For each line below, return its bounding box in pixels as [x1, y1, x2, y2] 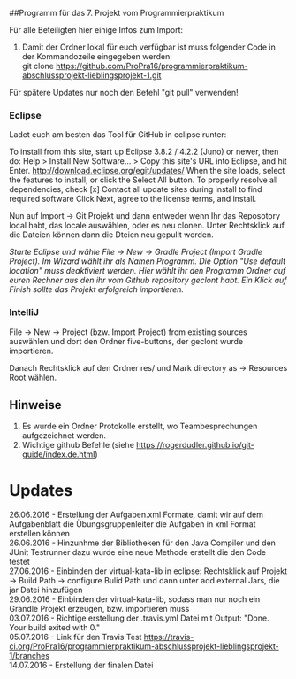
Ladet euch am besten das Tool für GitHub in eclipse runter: [9, 129, 227, 140]
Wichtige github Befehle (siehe [21, 440, 135, 451]
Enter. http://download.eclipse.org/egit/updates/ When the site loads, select [9, 166, 285, 176]
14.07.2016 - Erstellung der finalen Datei [9, 660, 154, 671]
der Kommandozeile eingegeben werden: [21, 51, 172, 61]
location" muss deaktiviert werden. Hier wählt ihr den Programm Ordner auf [9, 266, 286, 276]
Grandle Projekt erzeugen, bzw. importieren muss [9, 604, 190, 614]
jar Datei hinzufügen [9, 584, 83, 596]
